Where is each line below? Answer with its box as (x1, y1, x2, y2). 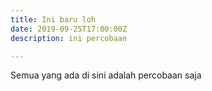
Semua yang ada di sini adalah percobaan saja (10, 69, 202, 81)
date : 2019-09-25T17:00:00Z (10, 24, 128, 34)
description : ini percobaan (10, 33, 128, 43)
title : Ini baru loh (10, 14, 97, 25)
